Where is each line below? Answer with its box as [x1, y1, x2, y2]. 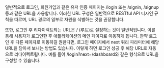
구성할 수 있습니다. [5, 58, 41, 63]
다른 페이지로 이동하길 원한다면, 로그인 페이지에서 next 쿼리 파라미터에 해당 [15, 39, 159, 45]
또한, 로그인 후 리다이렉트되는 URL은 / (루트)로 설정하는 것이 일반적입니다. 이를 [5, 27, 156, 33]
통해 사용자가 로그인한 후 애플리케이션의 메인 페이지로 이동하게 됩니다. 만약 [5, 33, 148, 39]
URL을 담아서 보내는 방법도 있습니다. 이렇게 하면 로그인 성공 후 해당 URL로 [5, 45, 147, 51]
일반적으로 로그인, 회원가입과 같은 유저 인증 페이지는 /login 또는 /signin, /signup [5, 4, 159, 10]
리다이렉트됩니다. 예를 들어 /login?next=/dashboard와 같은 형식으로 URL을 [14, 51, 159, 57]
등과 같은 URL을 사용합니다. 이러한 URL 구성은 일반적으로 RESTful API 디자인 [5, 10, 153, 16]
